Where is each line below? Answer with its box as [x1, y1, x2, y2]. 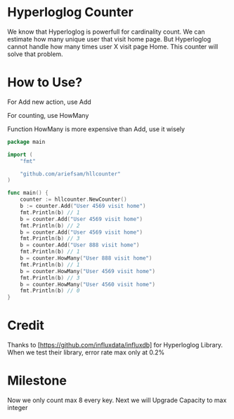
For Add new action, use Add [7, 98, 91, 106]
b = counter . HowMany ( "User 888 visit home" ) [20, 255, 152, 262]
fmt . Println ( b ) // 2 [20, 222, 80, 229]
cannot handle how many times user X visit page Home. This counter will [7, 42, 219, 51]
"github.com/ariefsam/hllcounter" [20, 170, 121, 178]
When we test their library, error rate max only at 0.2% [7, 348, 165, 357]
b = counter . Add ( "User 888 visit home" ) [20, 241, 140, 249]
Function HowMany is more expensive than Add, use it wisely [7, 124, 185, 133]
